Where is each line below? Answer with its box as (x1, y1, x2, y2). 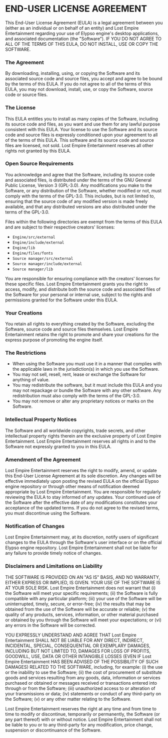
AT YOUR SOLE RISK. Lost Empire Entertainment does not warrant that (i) (5, 585, 156, 591)
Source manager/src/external (12, 256, 73, 261)
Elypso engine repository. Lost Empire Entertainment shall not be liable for (5, 545, 157, 551)
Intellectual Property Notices (5, 416, 77, 423)
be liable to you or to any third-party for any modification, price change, (5, 721, 153, 727)
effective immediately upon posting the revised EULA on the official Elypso (5, 478, 159, 484)
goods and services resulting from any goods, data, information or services (5, 674, 161, 681)
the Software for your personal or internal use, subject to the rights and (5, 291, 152, 297)
